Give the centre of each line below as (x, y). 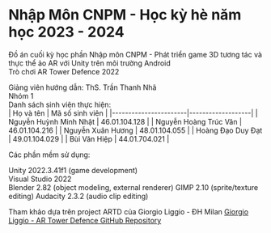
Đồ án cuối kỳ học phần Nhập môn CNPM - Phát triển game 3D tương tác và (135, 54)
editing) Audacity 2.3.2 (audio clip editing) (78, 196)
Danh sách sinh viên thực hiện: (60, 104)
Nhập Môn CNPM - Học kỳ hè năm (125, 15)
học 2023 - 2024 (66, 32)
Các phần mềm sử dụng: (49, 155)
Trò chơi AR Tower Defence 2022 (64, 71)
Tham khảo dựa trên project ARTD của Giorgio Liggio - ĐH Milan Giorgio (129, 211)
